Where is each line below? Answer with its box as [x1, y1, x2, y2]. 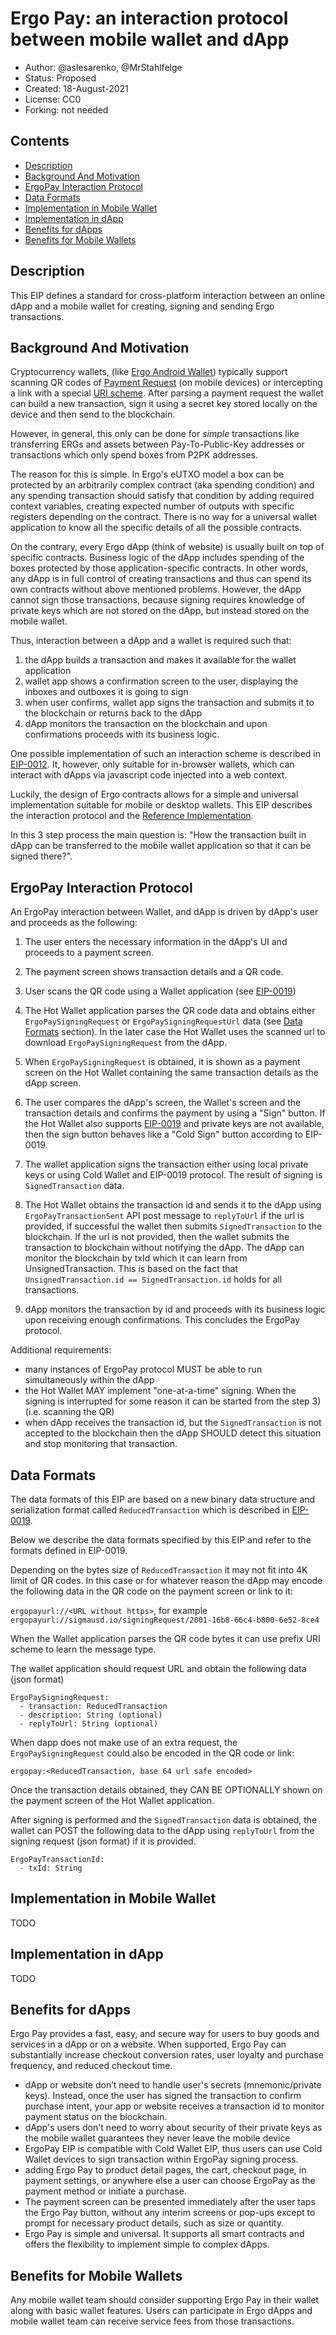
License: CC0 [24, 93, 82, 105]
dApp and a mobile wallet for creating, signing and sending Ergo [10, 300, 275, 312]
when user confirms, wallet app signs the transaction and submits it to [24, 697, 315, 709]
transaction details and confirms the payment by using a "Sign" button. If [24, 1107, 326, 1119]
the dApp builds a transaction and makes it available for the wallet [24, 654, 297, 666]
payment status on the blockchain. [24, 2111, 168, 2123]
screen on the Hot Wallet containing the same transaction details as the [24, 1067, 320, 1079]
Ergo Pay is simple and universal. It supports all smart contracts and [24, 2228, 305, 2240]
